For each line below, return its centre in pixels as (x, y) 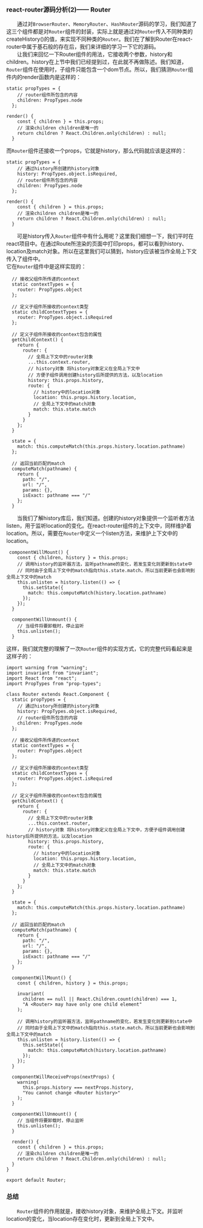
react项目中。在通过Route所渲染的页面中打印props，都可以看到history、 (97, 244)
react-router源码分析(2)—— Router (58, 9)
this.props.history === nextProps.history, (78, 1088)
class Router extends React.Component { (58, 694)
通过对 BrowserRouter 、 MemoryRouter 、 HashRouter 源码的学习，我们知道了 (107, 24)
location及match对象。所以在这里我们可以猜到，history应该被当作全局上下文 (101, 251)
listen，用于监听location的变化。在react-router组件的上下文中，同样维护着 (99, 526)
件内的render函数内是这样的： (44, 77)
